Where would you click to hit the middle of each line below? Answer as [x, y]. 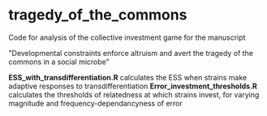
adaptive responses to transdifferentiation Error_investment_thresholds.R [133, 86]
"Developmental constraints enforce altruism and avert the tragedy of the [131, 53]
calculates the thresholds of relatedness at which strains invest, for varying [134, 94]
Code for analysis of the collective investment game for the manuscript [127, 37]
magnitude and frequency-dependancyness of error [95, 103]
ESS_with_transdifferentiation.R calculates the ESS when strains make [128, 77]
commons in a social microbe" [59, 62]
